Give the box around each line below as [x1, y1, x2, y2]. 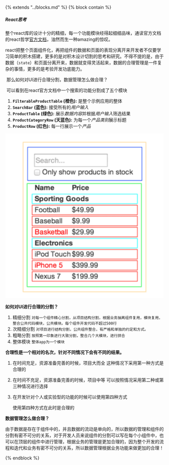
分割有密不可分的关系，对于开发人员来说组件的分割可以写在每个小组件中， [5, 432, 159, 438]
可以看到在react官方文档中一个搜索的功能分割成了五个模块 [6, 87, 127, 93]
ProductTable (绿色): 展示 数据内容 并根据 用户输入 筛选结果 [12, 110, 131, 116]
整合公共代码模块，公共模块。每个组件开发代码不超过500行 [12, 321, 117, 326]
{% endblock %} [5, 455, 40, 461]
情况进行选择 [21, 383, 48, 390]
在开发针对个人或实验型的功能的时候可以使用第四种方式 [12, 394, 127, 400]
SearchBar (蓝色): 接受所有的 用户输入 [12, 104, 89, 110]
